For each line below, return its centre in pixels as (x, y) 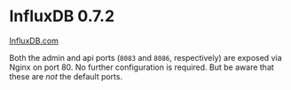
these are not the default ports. (66, 76)
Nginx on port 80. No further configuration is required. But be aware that (142, 67)
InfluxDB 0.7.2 (62, 16)
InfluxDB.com (34, 41)
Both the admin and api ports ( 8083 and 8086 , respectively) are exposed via (145, 57)
